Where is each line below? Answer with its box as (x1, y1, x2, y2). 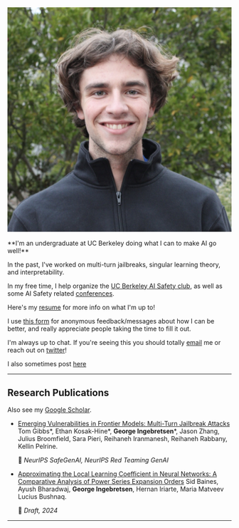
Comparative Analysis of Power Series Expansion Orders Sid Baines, (17, 477, 219, 486)
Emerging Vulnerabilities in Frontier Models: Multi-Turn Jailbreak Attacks (17, 420, 230, 428)
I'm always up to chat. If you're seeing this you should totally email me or (7, 338, 221, 346)
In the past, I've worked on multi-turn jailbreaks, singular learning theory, (7, 260, 221, 269)
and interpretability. (7, 267, 65, 276)
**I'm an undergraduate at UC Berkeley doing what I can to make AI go (7, 239, 217, 247)
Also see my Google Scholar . (7, 405, 92, 414)
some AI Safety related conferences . (7, 289, 115, 298)
